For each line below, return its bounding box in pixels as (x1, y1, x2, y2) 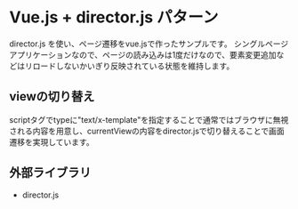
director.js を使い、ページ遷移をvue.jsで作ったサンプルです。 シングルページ (9, 38, 289, 49)
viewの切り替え (9, 89, 95, 104)
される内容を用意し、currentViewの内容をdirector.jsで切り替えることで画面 (9, 125, 285, 136)
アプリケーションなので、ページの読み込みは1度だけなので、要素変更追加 (9, 49, 278, 60)
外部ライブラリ (9, 165, 92, 181)
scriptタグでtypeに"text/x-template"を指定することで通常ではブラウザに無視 (9, 114, 289, 125)
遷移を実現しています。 (9, 136, 95, 147)
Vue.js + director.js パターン (9, 7, 219, 28)
